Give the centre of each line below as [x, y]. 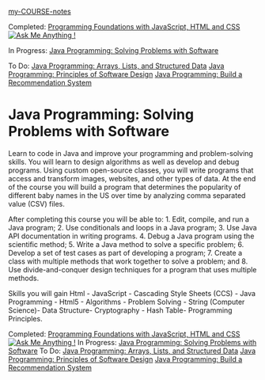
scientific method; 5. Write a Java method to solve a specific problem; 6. [126, 244]
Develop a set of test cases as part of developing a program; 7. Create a [125, 253]
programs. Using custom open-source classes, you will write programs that [131, 170]
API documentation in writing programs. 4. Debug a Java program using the [131, 236]
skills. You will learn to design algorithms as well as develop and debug [124, 161]
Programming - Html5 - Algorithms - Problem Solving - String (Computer [127, 302]
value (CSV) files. [36, 203]
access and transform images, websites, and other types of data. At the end [132, 178]
